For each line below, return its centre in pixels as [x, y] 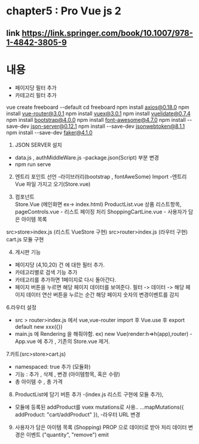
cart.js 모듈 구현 [25, 239]
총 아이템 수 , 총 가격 [39, 381]
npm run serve [33, 164]
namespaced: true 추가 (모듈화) [53, 366]
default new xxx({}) [39, 326]
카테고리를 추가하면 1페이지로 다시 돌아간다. [65, 280]
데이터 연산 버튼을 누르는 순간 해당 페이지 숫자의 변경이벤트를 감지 [102, 295]
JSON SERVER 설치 [38, 145]
